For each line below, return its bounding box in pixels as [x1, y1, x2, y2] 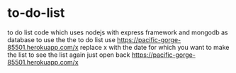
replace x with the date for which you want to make [80, 43, 230, 51]
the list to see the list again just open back [7, 51, 130, 59]
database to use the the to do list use [7, 35, 116, 44]
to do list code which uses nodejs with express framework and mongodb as [7, 28, 228, 36]
